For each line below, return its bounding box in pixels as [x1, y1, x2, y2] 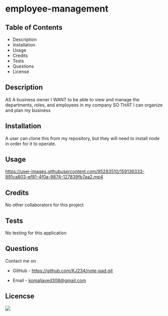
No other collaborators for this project [5, 202, 84, 208]
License [12, 69, 29, 75]
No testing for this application [5, 230, 67, 236]
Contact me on [5, 258, 36, 264]
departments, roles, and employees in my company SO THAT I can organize [5, 102, 163, 108]
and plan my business [5, 107, 51, 113]
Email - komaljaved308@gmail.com [12, 277, 86, 283]
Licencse [5, 292, 35, 300]
